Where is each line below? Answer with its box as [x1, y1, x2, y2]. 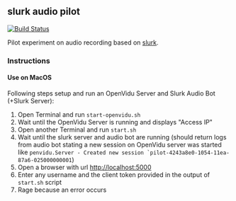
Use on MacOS [7, 74, 52, 82]
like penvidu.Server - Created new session [17, 148, 144, 156]
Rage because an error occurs [17, 185, 107, 194]
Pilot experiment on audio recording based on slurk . [7, 38, 159, 47]
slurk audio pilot [7, 6, 80, 18]
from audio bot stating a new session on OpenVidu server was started [17, 140, 222, 149]
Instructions [7, 56, 51, 66]
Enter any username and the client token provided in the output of [17, 170, 210, 179]
